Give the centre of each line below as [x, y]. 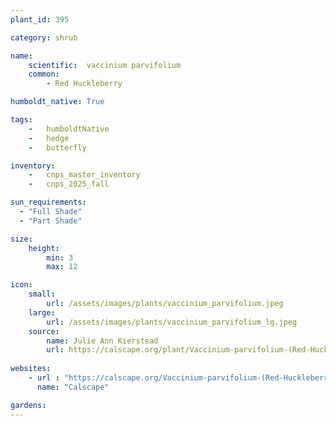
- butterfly [57, 147]
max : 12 [62, 267]
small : [42, 294]
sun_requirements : [48, 202]
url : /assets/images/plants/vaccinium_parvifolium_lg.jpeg [172, 322]
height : [44, 248]
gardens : [28, 405]
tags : [21, 120]
